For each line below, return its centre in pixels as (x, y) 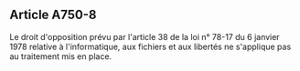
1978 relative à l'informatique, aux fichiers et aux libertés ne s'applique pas (150, 46)
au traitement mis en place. (61, 56)
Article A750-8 (53, 15)
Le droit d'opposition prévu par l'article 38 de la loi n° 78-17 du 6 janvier (145, 36)
